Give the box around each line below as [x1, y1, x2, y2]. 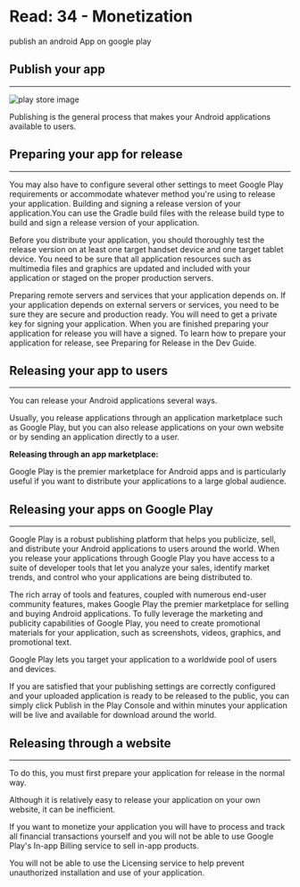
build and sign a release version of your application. [9, 217, 200, 227]
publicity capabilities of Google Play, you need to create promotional [9, 618, 261, 628]
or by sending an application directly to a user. [9, 431, 180, 442]
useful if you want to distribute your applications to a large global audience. [9, 476, 287, 487]
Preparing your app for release [9, 147, 183, 162]
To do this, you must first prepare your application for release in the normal [9, 768, 286, 778]
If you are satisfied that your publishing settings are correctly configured [9, 681, 276, 692]
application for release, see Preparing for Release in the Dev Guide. [9, 337, 257, 348]
